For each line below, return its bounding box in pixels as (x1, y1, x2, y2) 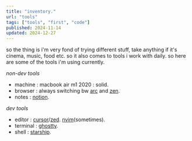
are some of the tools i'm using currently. (6, 59, 105, 66)
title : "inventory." (6, 8, 57, 15)
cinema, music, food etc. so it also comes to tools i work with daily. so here (6, 52, 186, 59)
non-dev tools (6, 70, 40, 77)
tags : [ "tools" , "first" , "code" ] (6, 19, 90, 25)
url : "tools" (6, 14, 38, 20)
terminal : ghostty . (14, 122, 58, 129)
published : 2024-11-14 (6, 24, 61, 31)
